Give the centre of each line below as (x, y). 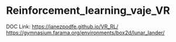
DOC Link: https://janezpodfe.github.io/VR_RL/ (62, 26)
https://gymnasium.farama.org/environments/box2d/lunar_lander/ (86, 32)
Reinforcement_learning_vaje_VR (88, 11)
